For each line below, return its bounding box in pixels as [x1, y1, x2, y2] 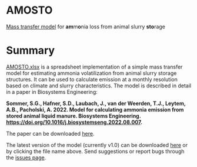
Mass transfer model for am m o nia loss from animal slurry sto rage [6, 23, 166, 30]
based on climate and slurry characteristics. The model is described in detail [6, 82, 192, 89]
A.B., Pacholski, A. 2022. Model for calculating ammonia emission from [6, 106, 184, 113]
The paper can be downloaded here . [6, 130, 95, 137]
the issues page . [6, 154, 46, 161]
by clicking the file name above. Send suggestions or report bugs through [6, 148, 185, 155]
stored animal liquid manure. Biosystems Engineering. [6, 112, 141, 119]
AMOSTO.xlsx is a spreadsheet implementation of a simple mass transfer [6, 63, 183, 70]
